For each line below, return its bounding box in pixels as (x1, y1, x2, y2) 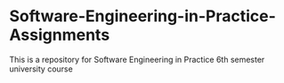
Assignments (9, 25, 110, 45)
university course (9, 64, 73, 74)
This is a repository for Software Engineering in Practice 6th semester (9, 54, 265, 64)
